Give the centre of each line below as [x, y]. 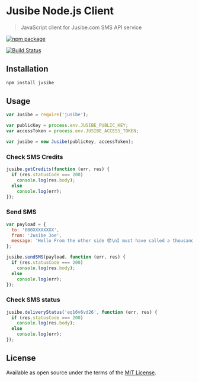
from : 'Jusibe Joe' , [37, 235]
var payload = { [26, 224]
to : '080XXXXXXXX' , [36, 230]
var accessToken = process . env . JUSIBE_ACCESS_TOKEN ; [73, 131]
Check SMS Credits [35, 157]
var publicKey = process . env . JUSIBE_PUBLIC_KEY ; [67, 126]
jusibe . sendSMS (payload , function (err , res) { [66, 257]
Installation [27, 69]
